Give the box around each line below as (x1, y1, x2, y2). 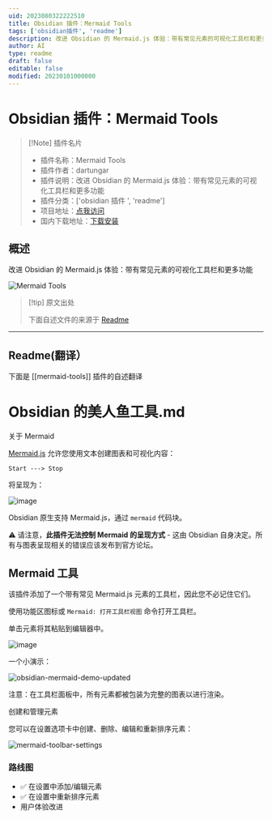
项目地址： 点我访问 (40, 206, 105, 215)
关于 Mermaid (8, 431, 55, 441)
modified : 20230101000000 (8, 72, 96, 80)
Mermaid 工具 (8, 566, 79, 580)
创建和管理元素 (8, 706, 58, 716)
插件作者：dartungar (40, 165, 109, 175)
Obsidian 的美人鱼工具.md (8, 403, 185, 421)
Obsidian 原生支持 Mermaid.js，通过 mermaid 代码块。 (8, 513, 187, 523)
